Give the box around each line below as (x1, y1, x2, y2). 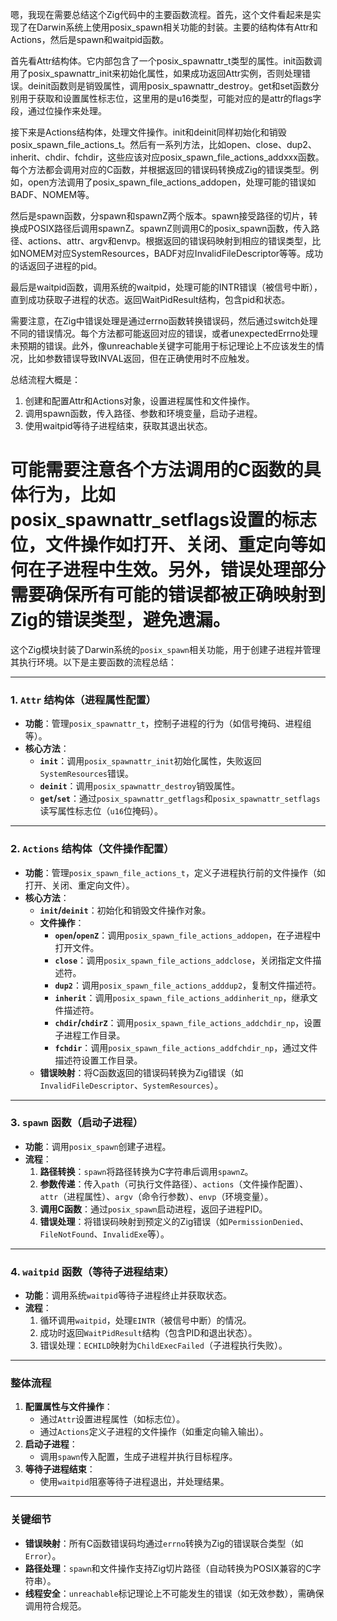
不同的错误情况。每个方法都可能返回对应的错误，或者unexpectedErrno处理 (10, 328, 319, 339)
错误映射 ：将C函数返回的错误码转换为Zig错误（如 (39, 1066, 244, 1078)
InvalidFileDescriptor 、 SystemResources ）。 (39, 1079, 224, 1091)
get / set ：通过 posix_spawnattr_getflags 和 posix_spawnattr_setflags (39, 793, 321, 805)
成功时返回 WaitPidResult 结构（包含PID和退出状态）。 (39, 1327, 258, 1339)
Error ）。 (24, 1549, 62, 1562)
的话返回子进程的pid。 (10, 260, 103, 272)
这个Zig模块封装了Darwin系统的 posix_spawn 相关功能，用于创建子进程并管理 (10, 643, 322, 655)
